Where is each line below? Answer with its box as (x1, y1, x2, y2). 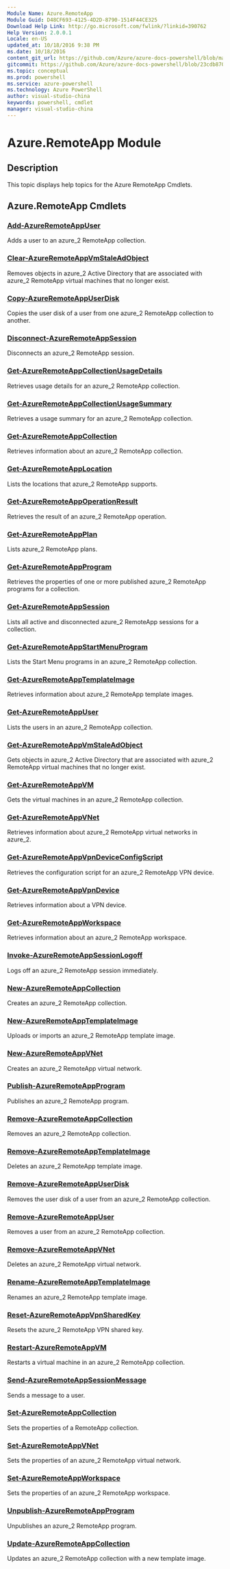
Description (7, 162, 58, 174)
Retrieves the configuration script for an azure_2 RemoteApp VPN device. (7, 868, 214, 876)
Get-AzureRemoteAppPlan (7, 529, 98, 539)
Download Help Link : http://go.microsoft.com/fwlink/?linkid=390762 (7, 23, 207, 29)
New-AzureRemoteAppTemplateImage (7, 1015, 138, 1025)
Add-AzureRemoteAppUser (7, 221, 101, 230)
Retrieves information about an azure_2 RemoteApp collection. (7, 447, 183, 456)
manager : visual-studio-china (7, 106, 94, 112)
